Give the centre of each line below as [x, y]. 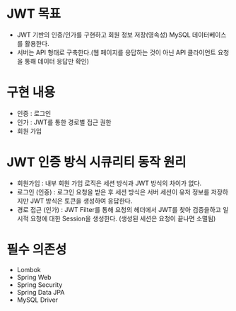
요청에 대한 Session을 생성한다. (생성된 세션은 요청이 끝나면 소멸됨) [123, 218]
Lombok [29, 269]
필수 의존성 [37, 250]
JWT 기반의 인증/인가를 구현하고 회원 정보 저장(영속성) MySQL [104, 35]
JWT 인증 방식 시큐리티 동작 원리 [96, 162]
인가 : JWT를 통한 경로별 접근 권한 [64, 122]
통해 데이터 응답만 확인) [57, 61]
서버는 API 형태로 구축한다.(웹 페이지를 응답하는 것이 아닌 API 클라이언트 [116, 52]
